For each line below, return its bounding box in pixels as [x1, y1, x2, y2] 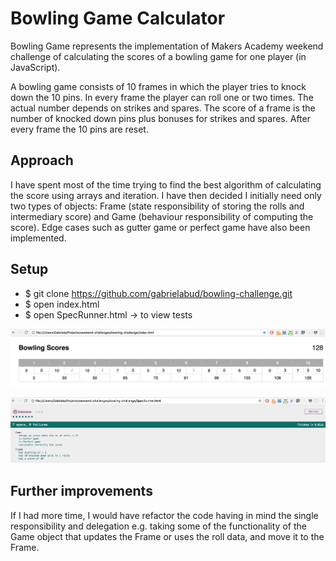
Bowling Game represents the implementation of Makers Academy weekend [10, 40, 324, 52]
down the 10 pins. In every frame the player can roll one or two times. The [10, 91, 314, 103]
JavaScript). [10, 61, 61, 73]
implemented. [10, 232, 67, 244]
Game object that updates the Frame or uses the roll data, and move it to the [10, 530, 325, 542]
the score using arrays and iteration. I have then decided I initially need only [10, 189, 322, 201]
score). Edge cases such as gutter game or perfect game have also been [10, 221, 311, 233]
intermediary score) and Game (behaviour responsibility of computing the [10, 210, 314, 222]
